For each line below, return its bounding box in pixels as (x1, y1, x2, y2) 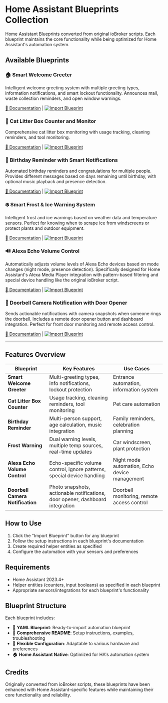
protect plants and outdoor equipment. (5, 225, 85, 231)
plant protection (113, 445, 150, 452)
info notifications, (49, 380, 90, 387)
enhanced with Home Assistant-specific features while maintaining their (5, 686, 153, 693)
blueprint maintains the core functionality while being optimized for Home (5, 36, 156, 42)
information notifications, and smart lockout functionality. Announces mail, (5, 90, 158, 96)
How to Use (5, 519, 42, 528)
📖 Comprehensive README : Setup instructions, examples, (12, 630, 134, 636)
